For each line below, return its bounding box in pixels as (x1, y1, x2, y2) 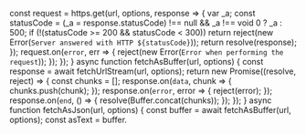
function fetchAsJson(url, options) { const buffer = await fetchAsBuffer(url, (9, 105, 291, 115)
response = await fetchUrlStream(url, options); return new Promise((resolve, (9, 66, 297, 77)
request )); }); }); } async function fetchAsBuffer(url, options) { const (9, 57, 264, 67)
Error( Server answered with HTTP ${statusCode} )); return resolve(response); (9, 36, 297, 47)
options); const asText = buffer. (9, 114, 128, 125)
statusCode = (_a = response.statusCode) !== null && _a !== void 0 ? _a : (9, 17, 283, 28)
